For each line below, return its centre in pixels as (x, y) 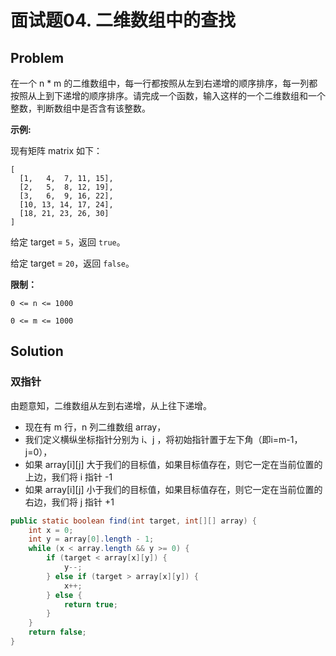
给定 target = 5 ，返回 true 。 (68, 242)
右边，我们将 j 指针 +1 (69, 502)
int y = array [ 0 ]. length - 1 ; (91, 539)
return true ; (90, 604)
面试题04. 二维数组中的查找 (123, 20)
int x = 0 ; (51, 530)
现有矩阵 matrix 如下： (56, 150)
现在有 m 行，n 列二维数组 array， (95, 427)
